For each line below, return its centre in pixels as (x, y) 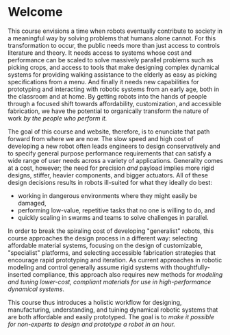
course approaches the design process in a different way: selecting (103, 238)
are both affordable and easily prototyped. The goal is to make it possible (111, 317)
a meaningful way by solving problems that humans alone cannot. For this (112, 38)
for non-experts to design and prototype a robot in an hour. (92, 324)
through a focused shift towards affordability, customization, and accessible (115, 103)
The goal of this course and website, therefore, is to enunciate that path (109, 132)
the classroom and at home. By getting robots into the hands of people (107, 96)
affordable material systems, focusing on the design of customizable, (105, 245)
